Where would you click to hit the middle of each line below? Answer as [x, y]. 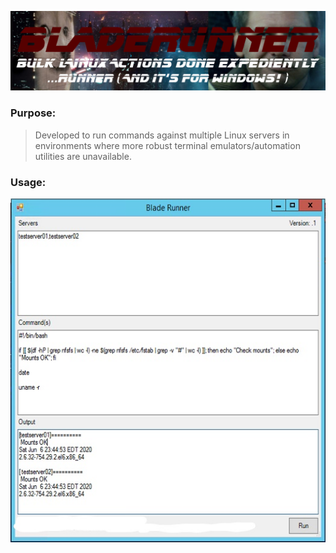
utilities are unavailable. [83, 156]
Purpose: [33, 113]
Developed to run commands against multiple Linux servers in [162, 135]
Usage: [28, 182]
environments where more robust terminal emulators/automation [167, 145]
